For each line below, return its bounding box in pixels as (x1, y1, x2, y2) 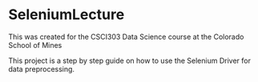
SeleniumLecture (8, 6, 125, 24)
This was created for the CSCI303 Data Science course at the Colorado (8, 32, 244, 41)
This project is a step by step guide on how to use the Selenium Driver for (8, 56, 251, 65)
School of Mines (8, 40, 62, 49)
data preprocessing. (8, 64, 75, 73)
